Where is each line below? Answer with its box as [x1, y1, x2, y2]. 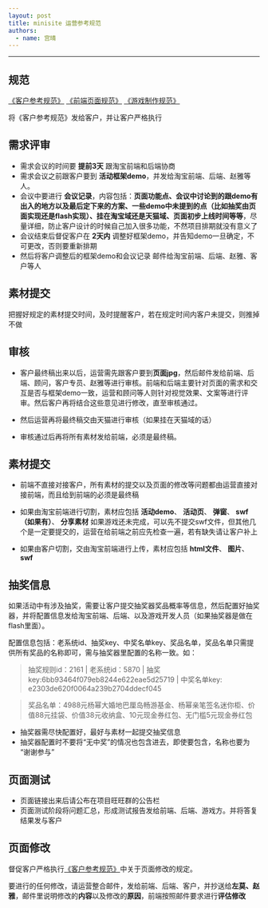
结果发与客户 [19, 815, 62, 825]
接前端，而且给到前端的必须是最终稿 [19, 490, 140, 500]
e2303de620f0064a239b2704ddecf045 [27, 684, 162, 694]
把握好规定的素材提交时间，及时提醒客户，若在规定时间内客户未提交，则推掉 [8, 309, 260, 319]
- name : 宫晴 [15, 34, 57, 42]
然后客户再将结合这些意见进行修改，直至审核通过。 [33, 397, 202, 408]
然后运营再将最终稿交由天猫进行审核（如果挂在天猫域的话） [19, 415, 216, 424]
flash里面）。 [8, 621, 49, 631]
